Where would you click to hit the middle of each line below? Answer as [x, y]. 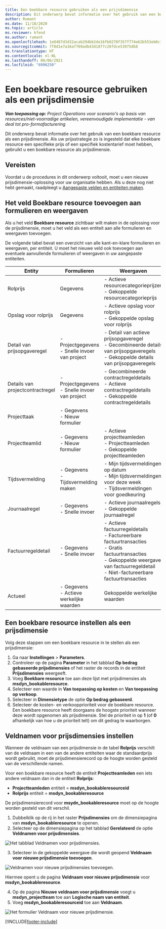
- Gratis [113, 547]
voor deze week [123, 482]
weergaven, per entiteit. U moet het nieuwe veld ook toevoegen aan [74, 248]
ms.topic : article [24, 28]
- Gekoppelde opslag [129, 318]
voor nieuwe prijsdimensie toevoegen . [52, 858]
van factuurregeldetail [130, 566]
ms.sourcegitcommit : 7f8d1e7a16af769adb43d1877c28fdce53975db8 [72, 47]
